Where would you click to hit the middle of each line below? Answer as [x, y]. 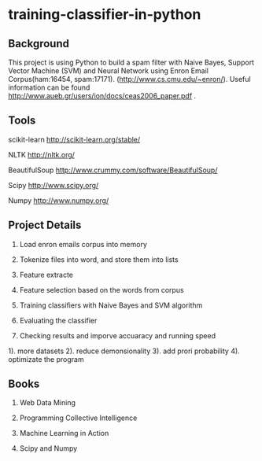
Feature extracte [46, 275]
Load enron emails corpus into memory [83, 244]
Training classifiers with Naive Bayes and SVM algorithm [111, 305]
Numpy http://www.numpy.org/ [59, 200]
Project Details [45, 225]
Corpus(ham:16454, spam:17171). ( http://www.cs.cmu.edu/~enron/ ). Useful [129, 79]
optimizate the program [46, 359]
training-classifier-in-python [105, 15]
